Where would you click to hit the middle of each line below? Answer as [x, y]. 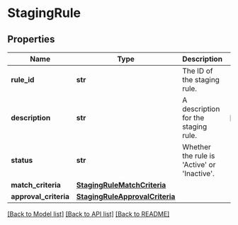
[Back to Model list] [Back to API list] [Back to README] [89, 214]
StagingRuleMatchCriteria [121, 185]
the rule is [198, 156]
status [22, 160]
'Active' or [199, 165]
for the [193, 118]
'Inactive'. [198, 173]
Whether [196, 147]
